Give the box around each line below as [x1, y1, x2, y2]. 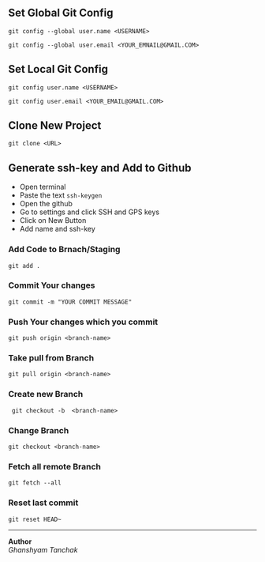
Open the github [19, 199, 73, 209]
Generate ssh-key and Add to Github [8, 161, 192, 175]
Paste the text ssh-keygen [19, 190, 103, 200]
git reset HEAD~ [8, 515, 62, 523]
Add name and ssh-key [19, 224, 96, 234]
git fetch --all [8, 479, 62, 487]
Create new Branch [8, 389, 84, 400]
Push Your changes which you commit [8, 316, 159, 327]
